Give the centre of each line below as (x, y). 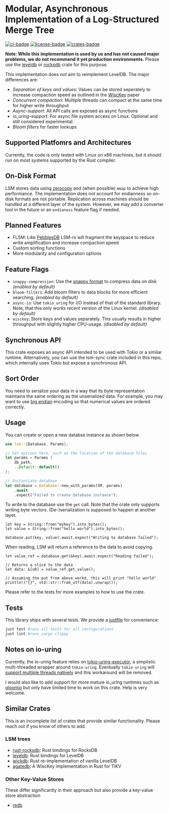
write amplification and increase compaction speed (66, 243)
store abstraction (23, 795)
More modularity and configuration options (57, 253)
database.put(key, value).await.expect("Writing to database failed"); (82, 538)
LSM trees (18, 739)
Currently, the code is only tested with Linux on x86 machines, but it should (83, 155)
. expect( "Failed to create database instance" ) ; (66, 495)
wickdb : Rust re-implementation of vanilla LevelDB (65, 761)
